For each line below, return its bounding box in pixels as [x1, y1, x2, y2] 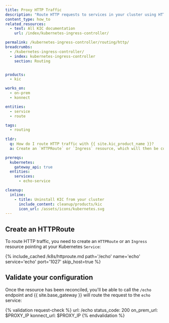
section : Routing [14, 58, 51, 63]
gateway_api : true [14, 165, 53, 170]
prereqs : [5, 155, 24, 160]
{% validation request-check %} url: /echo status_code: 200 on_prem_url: [5, 307, 158, 313]
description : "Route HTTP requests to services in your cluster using [5, 12, 156, 17]
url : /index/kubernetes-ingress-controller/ [14, 31, 109, 36]
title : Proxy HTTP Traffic [5, 7, 62, 13]
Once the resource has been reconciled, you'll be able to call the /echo [5, 286, 152, 292]
